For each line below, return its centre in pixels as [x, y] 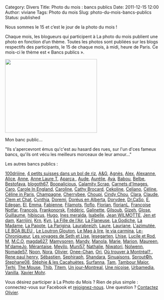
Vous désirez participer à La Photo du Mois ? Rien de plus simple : [72, 282]
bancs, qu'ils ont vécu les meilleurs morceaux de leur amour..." [69, 154]
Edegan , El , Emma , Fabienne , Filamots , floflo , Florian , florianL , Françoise [78, 205]
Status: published [23, 17]
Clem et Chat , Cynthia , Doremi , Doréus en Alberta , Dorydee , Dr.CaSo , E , [78, 199]
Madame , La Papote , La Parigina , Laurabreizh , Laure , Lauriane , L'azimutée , [81, 226]
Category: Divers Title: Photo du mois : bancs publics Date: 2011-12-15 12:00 [82, 7]
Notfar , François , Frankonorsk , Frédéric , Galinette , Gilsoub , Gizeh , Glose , [78, 210]
